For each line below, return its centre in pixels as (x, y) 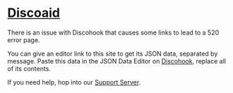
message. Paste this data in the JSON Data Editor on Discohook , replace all (116, 61)
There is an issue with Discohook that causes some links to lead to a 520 (113, 32)
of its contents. (29, 68)
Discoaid (34, 13)
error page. (24, 39)
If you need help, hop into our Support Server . (74, 82)
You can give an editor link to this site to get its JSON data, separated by (113, 54)
